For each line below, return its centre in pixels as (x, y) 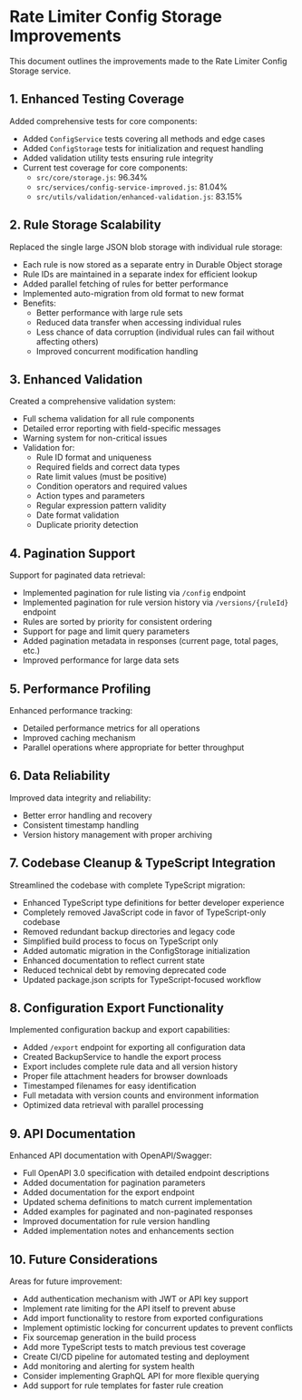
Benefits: (39, 303)
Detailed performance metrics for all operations (111, 728)
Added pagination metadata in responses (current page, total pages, (151, 641)
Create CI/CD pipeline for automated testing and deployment (136, 1356)
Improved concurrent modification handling (117, 351)
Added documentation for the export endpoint (108, 1192)
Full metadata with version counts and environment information (141, 1095)
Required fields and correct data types (108, 467)
